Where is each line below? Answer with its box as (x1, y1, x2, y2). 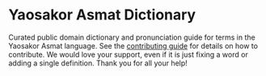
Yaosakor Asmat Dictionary (8, 6, 196, 24)
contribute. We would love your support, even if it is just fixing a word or (8, 49, 248, 59)
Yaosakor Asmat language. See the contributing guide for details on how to (8, 40, 259, 50)
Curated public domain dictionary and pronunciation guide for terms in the (8, 32, 256, 42)
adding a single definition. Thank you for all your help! (8, 58, 188, 68)
